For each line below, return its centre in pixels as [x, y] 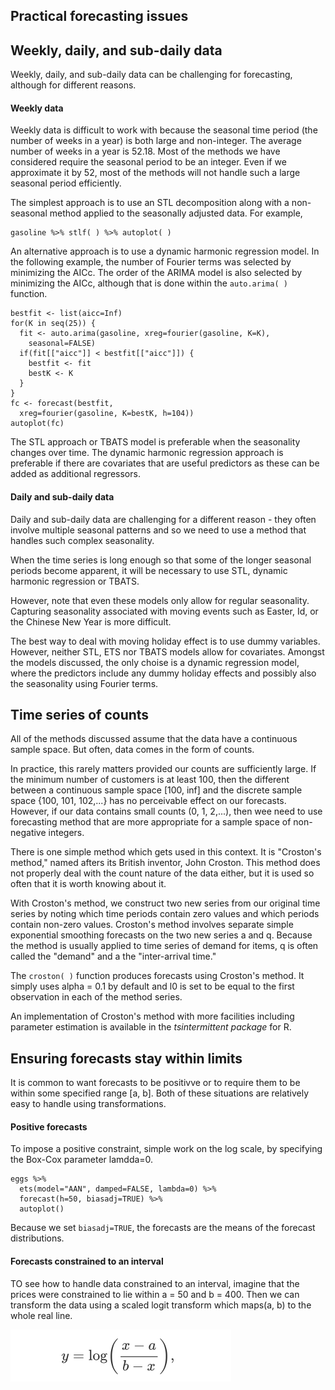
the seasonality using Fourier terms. [84, 683]
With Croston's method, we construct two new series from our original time [165, 903]
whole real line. [41, 1315]
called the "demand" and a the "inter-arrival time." [113, 956]
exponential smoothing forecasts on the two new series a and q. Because [161, 935]
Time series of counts [80, 715]
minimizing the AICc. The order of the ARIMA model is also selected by [156, 273]
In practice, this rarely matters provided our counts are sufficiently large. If [163, 769]
